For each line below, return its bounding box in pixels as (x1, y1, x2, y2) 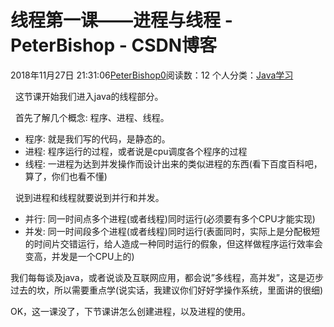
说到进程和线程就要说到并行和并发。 (14, 191, 165, 203)
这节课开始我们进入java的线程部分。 (14, 90, 164, 102)
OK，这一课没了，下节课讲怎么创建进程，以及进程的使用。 (10, 305, 252, 317)
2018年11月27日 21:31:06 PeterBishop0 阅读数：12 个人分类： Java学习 (10, 69, 294, 81)
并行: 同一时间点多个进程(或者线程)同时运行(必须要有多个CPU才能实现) (24, 212, 316, 225)
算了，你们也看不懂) (24, 170, 108, 182)
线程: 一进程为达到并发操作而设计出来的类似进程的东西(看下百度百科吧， (24, 157, 323, 170)
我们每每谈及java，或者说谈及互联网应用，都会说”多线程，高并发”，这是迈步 (10, 271, 325, 283)
